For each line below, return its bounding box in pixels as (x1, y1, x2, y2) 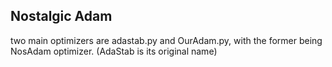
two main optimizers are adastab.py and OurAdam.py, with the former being (10, 34, 323, 46)
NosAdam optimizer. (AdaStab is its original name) (10, 45, 218, 57)
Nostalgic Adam (10, 8, 113, 25)
